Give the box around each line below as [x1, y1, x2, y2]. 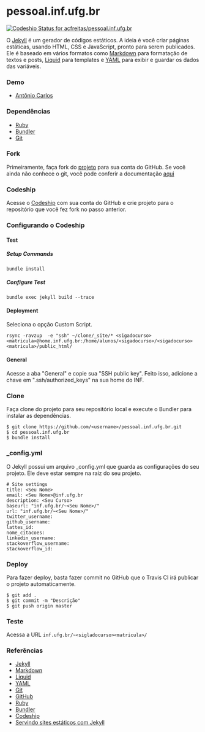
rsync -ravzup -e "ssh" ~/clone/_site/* [6, 333, 114, 339]
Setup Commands [6, 250, 54, 258]
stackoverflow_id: [6, 545, 53, 552]
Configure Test [6, 279, 46, 286]
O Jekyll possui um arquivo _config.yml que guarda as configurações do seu [6, 463, 199, 470]
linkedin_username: [6, 535, 56, 541]
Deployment [6, 307, 39, 314]
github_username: [6, 518, 51, 525]
